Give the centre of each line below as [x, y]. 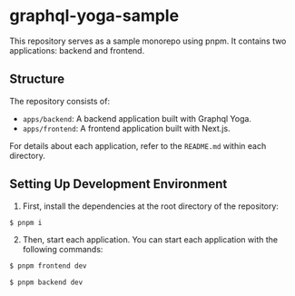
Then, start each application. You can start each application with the [150, 240]
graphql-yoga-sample [94, 16]
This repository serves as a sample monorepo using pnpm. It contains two [148, 41]
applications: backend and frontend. [77, 50]
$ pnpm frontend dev [49, 266]
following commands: [63, 250]
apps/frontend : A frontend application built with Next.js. [126, 128]
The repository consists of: [60, 101]
